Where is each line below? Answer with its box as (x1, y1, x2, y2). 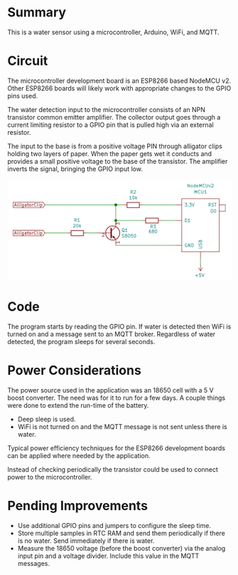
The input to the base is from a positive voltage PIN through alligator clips (7, 142, 222, 150)
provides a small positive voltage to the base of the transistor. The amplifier (7, 157, 228, 165)
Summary (7, 4, 66, 21)
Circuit (7, 53, 48, 69)
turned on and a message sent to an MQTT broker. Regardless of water (7, 330, 216, 338)
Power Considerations (7, 363, 142, 378)
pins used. (7, 91, 38, 100)
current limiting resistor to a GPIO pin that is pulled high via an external (7, 120, 215, 129)
